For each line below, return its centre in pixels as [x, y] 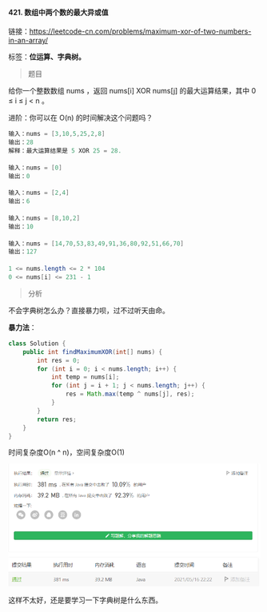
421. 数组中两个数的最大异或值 [58, 12]
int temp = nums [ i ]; [85, 377]
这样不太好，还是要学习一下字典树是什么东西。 [85, 600]
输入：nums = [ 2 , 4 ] [39, 193]
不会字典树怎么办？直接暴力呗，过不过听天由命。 [89, 310]
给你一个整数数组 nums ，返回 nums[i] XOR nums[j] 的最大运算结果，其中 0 [132, 91]
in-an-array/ [28, 41]
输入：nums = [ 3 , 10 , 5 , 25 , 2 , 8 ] [57, 134]
